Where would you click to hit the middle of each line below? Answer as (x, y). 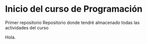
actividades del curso (27, 27)
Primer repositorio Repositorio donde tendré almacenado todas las (73, 22)
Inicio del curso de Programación (74, 9)
